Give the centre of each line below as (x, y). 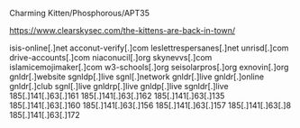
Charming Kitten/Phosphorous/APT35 (80, 13)
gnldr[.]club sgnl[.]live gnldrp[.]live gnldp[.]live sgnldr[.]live (119, 86)
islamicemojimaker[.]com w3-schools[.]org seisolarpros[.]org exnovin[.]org (149, 67)
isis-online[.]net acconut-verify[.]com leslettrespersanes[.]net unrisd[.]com (149, 48)
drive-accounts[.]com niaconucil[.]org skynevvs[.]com (111, 57)
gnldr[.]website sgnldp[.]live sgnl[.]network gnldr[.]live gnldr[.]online (136, 77)
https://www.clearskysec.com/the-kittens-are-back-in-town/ (123, 30)
